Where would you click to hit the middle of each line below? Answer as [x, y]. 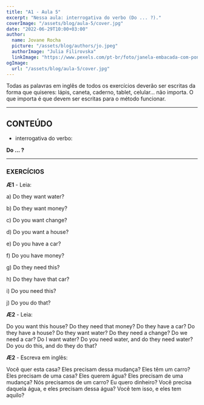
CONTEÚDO [29, 123]
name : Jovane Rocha [36, 40]
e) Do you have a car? [34, 244]
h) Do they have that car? [38, 279]
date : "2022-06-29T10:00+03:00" [47, 29]
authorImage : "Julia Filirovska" [54, 52]
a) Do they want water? [36, 197]
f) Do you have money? [36, 256]
